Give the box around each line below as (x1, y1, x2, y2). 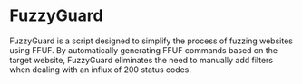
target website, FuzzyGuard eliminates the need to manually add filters (9, 54, 274, 65)
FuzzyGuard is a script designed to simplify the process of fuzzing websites (9, 35, 293, 46)
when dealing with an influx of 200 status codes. (9, 64, 192, 75)
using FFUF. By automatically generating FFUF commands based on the (9, 44, 278, 55)
